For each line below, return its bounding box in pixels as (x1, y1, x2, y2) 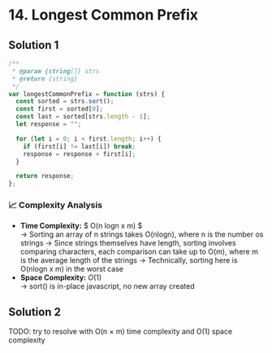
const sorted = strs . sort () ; (15, 98, 114, 106)
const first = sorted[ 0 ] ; (15, 105, 104, 113)
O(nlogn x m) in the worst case (19, 264, 124, 274)
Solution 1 (8, 38, 59, 52)
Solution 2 (8, 305, 61, 319)
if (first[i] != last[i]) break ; (23, 142, 136, 150)
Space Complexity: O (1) (19, 272, 102, 282)
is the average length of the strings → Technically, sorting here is (19, 255, 238, 265)
